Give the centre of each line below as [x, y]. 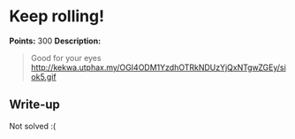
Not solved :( [33, 126]
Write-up [34, 105]
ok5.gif [43, 76]
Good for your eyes [66, 58]
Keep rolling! [57, 16]
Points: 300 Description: [55, 41]
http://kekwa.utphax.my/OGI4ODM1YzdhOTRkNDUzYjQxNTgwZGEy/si [159, 67]
